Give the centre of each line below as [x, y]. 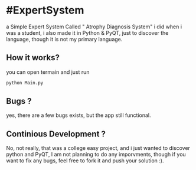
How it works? [33, 58]
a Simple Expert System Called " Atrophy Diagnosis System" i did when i [94, 27]
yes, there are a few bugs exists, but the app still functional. [79, 115]
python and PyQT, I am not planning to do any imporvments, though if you [96, 155]
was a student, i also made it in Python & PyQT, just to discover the [87, 32]
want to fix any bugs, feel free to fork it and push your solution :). [85, 161]
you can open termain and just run [48, 72]
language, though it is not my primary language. [64, 39]
